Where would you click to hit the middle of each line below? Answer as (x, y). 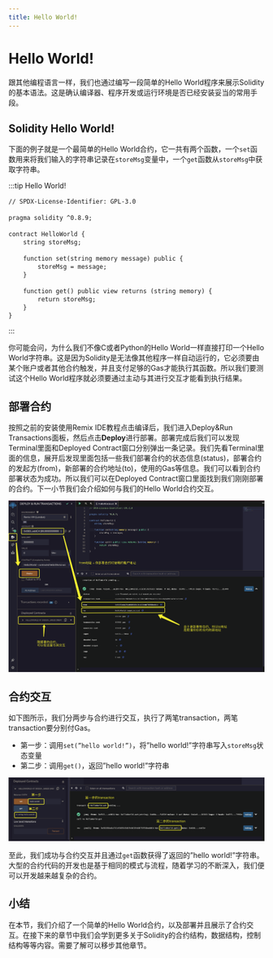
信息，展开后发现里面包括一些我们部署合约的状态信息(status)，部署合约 (142, 458)
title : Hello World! (43, 17)
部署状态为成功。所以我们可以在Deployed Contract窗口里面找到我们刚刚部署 (136, 479)
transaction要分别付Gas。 (52, 728)
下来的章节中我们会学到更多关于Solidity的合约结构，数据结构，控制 (149, 935)
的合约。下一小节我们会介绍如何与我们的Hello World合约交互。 (113, 489)
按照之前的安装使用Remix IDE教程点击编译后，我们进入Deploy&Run (121, 428)
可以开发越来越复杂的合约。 (55, 875)
